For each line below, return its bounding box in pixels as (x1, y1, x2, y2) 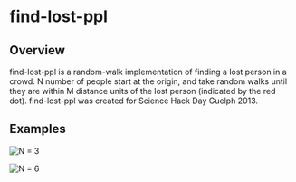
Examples (9, 121, 66, 137)
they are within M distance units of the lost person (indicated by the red (9, 86, 276, 96)
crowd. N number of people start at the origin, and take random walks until (9, 76, 288, 87)
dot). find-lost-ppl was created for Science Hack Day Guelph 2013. (9, 95, 259, 106)
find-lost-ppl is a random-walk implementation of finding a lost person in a (9, 66, 287, 77)
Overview (9, 43, 66, 58)
